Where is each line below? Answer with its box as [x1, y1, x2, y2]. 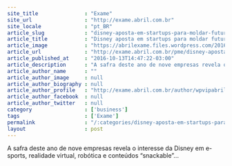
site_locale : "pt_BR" [7, 23, 113, 30]
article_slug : [7, 29, 88, 37]
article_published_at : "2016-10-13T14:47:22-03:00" [7, 55, 175, 62]
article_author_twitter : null [7, 100, 104, 107]
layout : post [7, 125, 104, 132]
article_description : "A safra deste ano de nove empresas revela [7, 61, 221, 68]
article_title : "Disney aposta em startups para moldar [7, 36, 209, 43]
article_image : [7, 42, 88, 49]
